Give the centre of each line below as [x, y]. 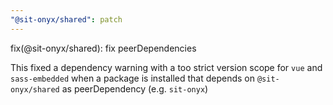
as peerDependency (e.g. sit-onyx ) [135, 88]
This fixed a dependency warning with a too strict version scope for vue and [166, 67]
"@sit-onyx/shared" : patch [66, 19]
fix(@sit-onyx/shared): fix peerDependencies [103, 48]
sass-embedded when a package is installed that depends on [132, 78]
